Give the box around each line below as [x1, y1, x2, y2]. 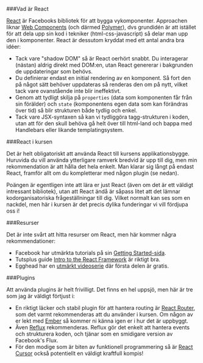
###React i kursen [6, 138, 53, 145]
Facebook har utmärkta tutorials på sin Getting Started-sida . [15, 249, 166, 256]
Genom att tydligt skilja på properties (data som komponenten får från [15, 94, 193, 101]
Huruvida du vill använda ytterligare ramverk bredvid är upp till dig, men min [6, 156, 198, 164]
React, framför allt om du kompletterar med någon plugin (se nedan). [6, 169, 179, 177]
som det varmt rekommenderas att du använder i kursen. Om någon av [15, 311, 193, 318]
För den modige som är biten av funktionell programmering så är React [15, 343, 193, 350]
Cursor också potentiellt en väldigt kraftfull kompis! [15, 350, 144, 357]
